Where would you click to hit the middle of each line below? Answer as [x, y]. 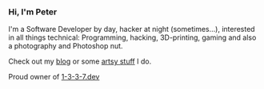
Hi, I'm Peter [33, 12]
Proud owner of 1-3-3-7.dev [54, 77]
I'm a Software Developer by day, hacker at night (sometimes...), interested [132, 29]
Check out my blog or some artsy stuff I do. [80, 61]
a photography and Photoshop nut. [66, 46]
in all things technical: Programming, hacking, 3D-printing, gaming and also [132, 37]
